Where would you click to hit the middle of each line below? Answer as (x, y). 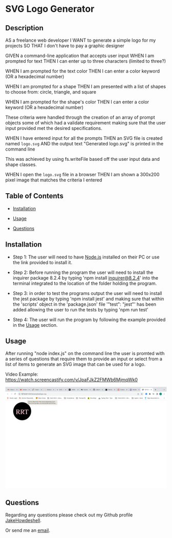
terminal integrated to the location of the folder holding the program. (85, 283)
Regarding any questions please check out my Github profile (69, 515)
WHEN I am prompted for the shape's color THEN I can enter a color (77, 102)
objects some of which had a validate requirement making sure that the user (86, 123)
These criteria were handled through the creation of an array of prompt (80, 117)
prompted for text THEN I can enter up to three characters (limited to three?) (86, 61)
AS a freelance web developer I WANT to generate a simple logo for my (81, 40)
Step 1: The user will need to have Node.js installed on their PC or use (86, 257)
